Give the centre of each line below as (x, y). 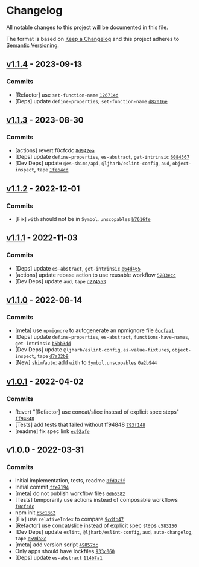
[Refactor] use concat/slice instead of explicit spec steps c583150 (96, 525)
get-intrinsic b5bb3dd (43, 344)
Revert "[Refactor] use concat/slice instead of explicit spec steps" (97, 412)
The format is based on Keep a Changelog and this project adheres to (93, 39)
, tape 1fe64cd (51, 170)
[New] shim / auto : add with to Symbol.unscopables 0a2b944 (86, 362)
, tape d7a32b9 (51, 356)
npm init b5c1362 (35, 512)
